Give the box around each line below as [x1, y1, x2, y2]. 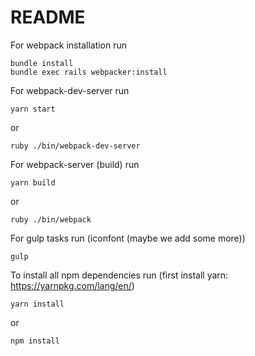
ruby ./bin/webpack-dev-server [10, 141, 141, 151]
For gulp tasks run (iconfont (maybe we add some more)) [10, 232, 246, 244]
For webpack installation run [10, 39, 128, 51]
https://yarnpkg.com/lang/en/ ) [10, 279, 135, 291]
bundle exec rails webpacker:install [10, 67, 168, 77]
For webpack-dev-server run [10, 84, 130, 96]
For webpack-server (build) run [10, 158, 140, 170]
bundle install [10, 58, 74, 68]
